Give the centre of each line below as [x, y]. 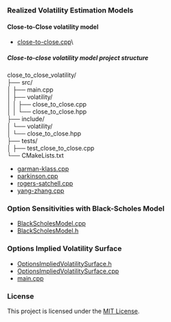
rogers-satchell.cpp [45, 184]
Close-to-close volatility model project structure [78, 58]
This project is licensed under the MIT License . [73, 311]
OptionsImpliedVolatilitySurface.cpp [68, 271]
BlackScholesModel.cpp [51, 224]
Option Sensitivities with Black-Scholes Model [86, 208]
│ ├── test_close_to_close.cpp [51, 148]
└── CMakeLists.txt [35, 155]
